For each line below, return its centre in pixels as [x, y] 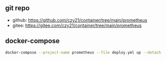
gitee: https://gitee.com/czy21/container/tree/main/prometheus [77, 25]
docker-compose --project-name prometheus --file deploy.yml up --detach [83, 52]
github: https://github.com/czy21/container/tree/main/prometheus [80, 20]
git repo [17, 8]
